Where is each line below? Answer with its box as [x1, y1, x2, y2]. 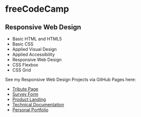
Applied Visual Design [12, 47, 57, 52]
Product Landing [12, 96, 46, 102]
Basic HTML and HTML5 [12, 36, 62, 42]
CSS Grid [12, 67, 31, 73]
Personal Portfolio [12, 107, 49, 113]
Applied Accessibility [12, 51, 55, 57]
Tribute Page [12, 86, 38, 92]
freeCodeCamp [5, 3, 69, 15]
